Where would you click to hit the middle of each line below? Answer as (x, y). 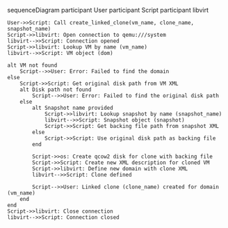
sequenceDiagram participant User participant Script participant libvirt (108, 10)
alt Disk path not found (56, 90)
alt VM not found (32, 65)
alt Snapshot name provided (73, 108)
